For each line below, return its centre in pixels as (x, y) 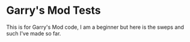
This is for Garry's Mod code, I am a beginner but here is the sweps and (95, 27)
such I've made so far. (34, 33)
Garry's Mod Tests (54, 10)
